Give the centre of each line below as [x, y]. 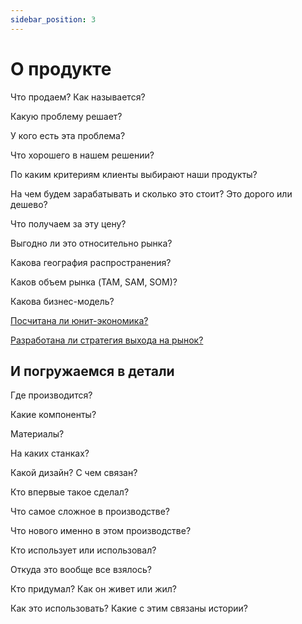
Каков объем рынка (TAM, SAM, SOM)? [94, 282]
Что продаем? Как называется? [78, 97]
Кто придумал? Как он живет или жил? [93, 589]
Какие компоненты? [53, 415]
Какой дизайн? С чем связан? [74, 473]
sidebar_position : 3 [53, 19]
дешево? [29, 204]
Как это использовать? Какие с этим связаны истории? [129, 608]
